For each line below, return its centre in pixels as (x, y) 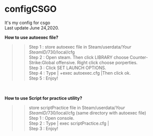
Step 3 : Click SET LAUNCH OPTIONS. (67, 68)
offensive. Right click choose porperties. (97, 62)
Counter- (139, 57)
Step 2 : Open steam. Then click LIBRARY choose (79, 57)
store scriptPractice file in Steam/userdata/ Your (77, 108)
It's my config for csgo (27, 23)
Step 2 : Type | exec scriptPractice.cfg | (69, 123)
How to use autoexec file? (31, 37)
